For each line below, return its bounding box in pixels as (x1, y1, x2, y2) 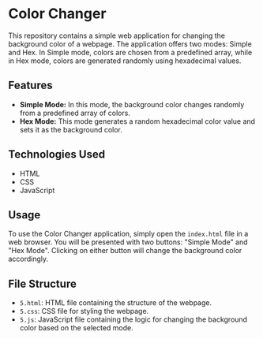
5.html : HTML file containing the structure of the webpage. (19, 298, 212, 307)
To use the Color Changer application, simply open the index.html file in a (8, 229, 249, 239)
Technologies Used (8, 147, 105, 162)
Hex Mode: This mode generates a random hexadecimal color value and (19, 116, 255, 126)
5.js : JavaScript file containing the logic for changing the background (19, 315, 247, 324)
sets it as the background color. (19, 125, 122, 134)
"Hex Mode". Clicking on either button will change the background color (8, 246, 242, 255)
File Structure (8, 277, 77, 290)
